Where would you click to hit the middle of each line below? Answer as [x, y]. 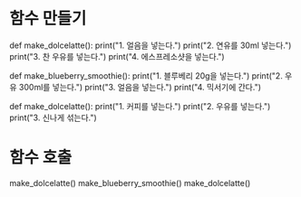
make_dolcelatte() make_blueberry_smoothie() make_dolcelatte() [130, 183]
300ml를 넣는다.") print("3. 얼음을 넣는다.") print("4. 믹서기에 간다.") [140, 87]
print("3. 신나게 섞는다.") [53, 117]
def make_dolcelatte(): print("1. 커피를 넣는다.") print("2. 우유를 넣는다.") [140, 106]
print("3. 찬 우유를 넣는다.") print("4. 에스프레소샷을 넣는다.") [117, 56]
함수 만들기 [48, 19]
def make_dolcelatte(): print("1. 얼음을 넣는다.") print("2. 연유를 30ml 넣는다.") [150, 45]
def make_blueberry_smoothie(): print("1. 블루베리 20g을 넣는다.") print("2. [146, 75]
